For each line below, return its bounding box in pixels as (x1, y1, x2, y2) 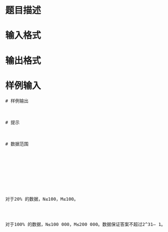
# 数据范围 (5, 141, 29, 147)
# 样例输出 (5, 98, 29, 104)
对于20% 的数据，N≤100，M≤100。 (5, 196, 79, 202)
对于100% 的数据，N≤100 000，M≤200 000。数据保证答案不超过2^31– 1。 (5, 221, 166, 227)
